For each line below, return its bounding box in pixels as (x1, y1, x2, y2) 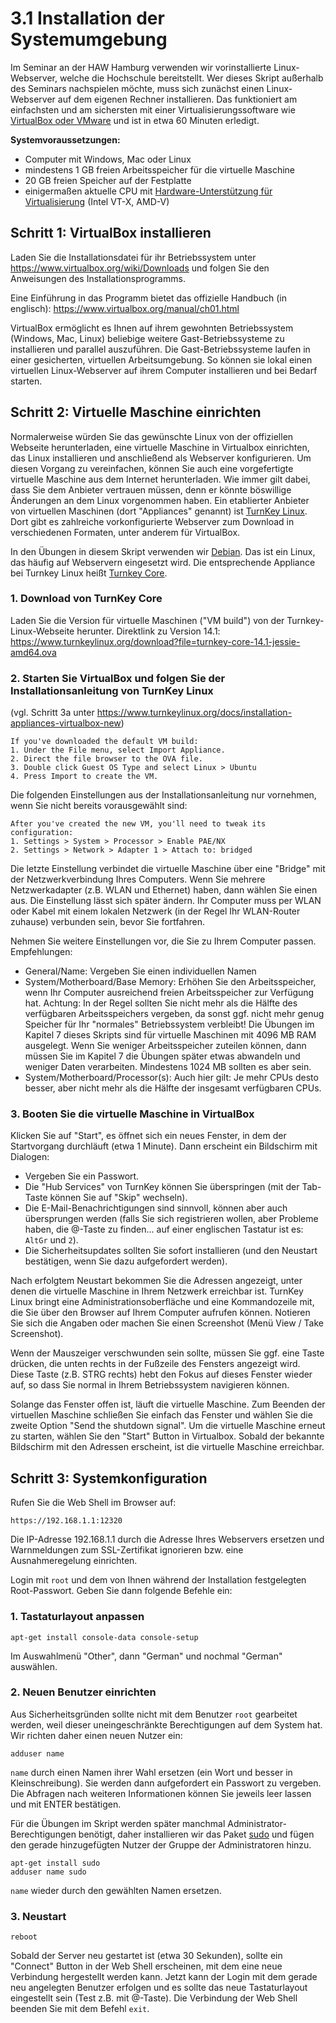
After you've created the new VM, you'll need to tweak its (10, 819, 267, 829)
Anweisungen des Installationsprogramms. (10, 272, 186, 284)
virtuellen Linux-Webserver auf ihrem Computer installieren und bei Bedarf (10, 364, 318, 376)
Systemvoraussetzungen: (10, 133, 121, 146)
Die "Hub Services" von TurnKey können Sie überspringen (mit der (24, 1181, 300, 1193)
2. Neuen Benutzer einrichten (10, 1685, 157, 1699)
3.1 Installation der (10, 7, 165, 30)
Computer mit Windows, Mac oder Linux (24, 153, 192, 165)
